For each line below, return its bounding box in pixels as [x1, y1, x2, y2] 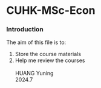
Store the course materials [15, 51, 82, 58]
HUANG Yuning [15, 70, 54, 77]
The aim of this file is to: [6, 39, 67, 46]
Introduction [6, 25, 44, 34]
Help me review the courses [15, 57, 85, 64]
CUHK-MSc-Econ [6, 4, 96, 17]
